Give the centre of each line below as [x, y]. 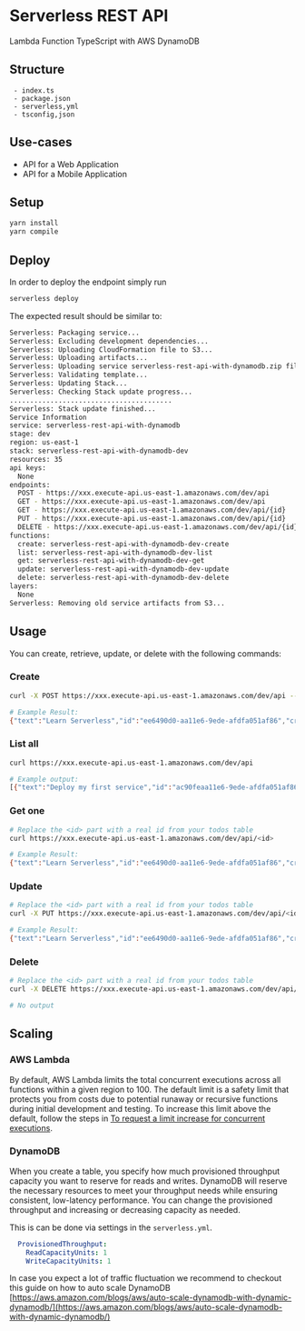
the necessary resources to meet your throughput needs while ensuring [144, 1190]
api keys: [28, 468]
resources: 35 [36, 459]
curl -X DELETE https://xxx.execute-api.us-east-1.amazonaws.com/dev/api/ [154, 989]
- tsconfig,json [44, 115]
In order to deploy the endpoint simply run [88, 282]
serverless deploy [44, 298]
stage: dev [30, 434]
